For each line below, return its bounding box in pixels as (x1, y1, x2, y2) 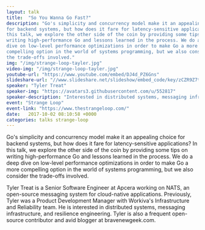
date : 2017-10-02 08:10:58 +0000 (6, 111, 97, 117)
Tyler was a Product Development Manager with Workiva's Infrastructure (6, 197, 190, 204)
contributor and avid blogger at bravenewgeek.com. (25, 217, 156, 224)
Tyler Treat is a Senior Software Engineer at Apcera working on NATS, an (6, 184, 190, 192)
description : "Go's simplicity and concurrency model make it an (6, 20, 176, 26)
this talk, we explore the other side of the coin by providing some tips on (6, 146, 188, 154)
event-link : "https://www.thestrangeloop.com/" (6, 105, 130, 112)
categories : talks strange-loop (6, 117, 88, 123)
